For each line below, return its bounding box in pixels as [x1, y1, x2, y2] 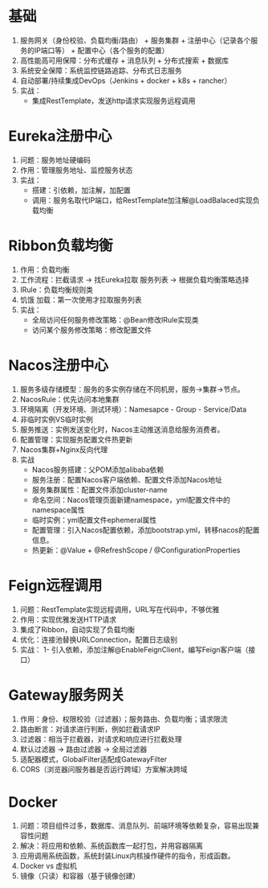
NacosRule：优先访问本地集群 [19, 394, 120, 404]
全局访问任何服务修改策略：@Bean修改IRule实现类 [31, 314, 199, 324]
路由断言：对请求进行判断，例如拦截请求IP [19, 724, 160, 734]
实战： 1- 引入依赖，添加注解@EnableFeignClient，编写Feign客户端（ [19, 644, 249, 654]
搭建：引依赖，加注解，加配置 [31, 185, 131, 195]
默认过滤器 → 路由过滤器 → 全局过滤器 [19, 744, 148, 754]
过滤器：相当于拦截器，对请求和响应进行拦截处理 [19, 734, 182, 744]
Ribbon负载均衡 [8, 236, 113, 255]
